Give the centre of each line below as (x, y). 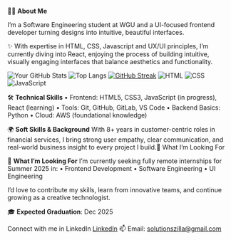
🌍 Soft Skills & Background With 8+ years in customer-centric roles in (111, 129)
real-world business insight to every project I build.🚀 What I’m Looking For (116, 147)
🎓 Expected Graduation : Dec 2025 (60, 212)
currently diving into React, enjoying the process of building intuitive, (108, 54)
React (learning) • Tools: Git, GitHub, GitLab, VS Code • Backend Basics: (114, 108)
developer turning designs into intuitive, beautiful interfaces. (96, 32)
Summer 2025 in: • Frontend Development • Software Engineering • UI (112, 168)
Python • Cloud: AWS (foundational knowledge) (77, 115)
